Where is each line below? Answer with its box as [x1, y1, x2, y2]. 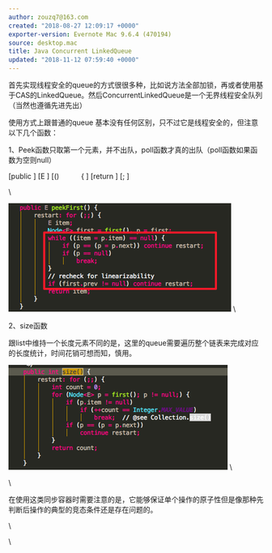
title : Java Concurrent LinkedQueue [8, 47, 132, 56]
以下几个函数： [8, 128, 58, 137]
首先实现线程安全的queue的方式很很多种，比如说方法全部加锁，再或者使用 [8, 80, 257, 89]
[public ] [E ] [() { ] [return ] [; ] [8, 171, 130, 181]
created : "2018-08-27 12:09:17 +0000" [8, 21, 139, 30]
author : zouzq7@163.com [8, 13, 89, 21]
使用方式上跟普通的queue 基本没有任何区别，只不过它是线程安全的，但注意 [8, 118, 259, 127]
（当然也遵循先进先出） [8, 101, 87, 109]
